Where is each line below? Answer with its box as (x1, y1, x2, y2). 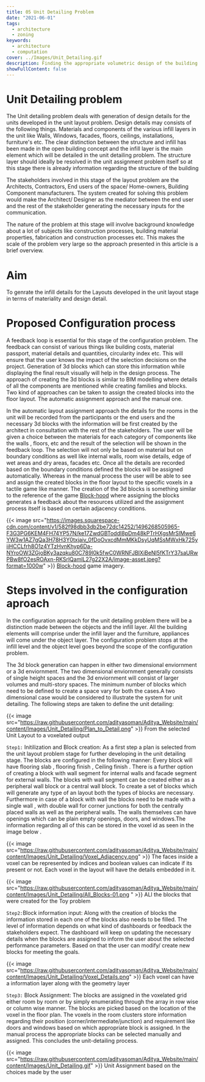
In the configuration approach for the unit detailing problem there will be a (6, 617, 192, 625)
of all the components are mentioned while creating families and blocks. (6, 382, 187, 389)
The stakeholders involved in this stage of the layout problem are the (6, 176, 179, 184)
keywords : (6, 37, 32, 43)
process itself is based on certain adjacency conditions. (6, 505, 146, 512)
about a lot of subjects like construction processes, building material (6, 227, 178, 235)
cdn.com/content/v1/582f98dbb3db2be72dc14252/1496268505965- (6, 523, 180, 530)
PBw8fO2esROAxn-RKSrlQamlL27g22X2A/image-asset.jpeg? (6, 555, 161, 563)
